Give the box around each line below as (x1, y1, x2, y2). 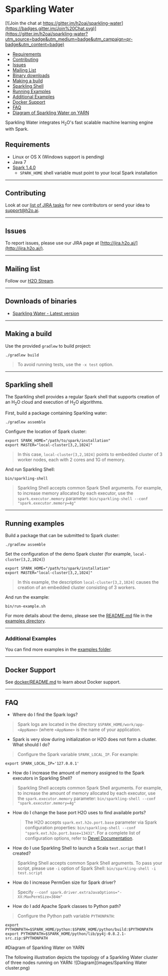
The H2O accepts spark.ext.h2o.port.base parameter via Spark (24, 819, 157, 825)
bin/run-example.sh (5, 604, 46, 609)
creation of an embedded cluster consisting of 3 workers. (17, 585, 136, 591)
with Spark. (5, 126, 29, 132)
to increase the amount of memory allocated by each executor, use (17, 790, 156, 796)
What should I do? (12, 742, 50, 748)
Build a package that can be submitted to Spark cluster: (5, 533, 120, 539)
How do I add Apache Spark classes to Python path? (12, 903, 121, 909)
